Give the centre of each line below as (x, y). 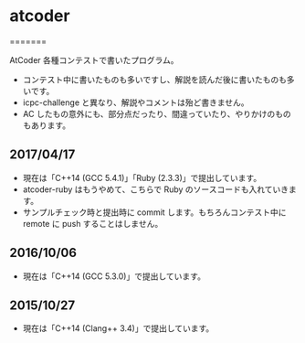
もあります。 (47, 125)
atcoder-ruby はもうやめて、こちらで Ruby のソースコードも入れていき (156, 189)
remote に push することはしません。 (93, 223)
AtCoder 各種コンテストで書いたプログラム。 (95, 59)
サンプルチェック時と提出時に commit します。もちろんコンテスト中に (154, 212)
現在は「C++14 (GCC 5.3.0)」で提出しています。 (114, 276)
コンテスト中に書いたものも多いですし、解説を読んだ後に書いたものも (155, 80)
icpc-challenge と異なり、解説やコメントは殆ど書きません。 (136, 102)
